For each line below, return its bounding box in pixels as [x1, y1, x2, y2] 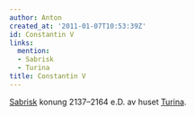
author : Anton [9, 13, 63, 22]
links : [9, 38, 34, 48]
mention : [17, 47, 50, 56]
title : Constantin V [9, 72, 87, 81]
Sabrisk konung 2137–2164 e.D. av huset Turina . [9, 96, 187, 107]
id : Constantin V [9, 30, 75, 39]
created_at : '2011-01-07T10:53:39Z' [9, 22, 146, 31]
